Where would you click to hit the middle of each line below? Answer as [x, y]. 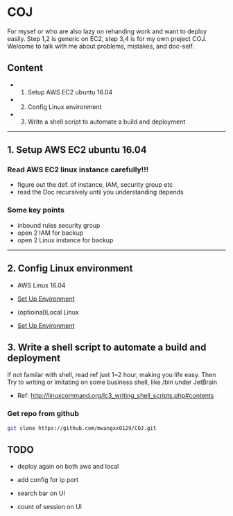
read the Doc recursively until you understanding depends [100, 192]
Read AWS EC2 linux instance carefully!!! [78, 169]
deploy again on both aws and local [68, 467]
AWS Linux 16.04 [41, 285]
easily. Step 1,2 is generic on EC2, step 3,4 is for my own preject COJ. [107, 38]
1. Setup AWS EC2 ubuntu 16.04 [77, 150]
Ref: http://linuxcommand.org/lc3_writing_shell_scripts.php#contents [115, 396]
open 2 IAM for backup [50, 233]
